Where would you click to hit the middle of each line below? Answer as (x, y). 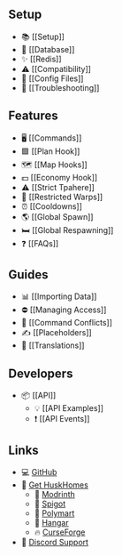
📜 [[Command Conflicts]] (66, 323)
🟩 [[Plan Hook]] (50, 151)
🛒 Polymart (54, 513)
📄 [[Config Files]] (52, 78)
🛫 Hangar (51, 523)
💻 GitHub (39, 472)
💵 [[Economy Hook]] (59, 177)
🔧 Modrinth (55, 495)
